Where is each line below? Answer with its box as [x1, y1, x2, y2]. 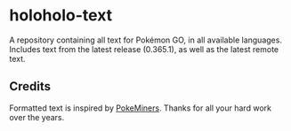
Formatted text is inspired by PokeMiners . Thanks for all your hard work [9, 103, 271, 113]
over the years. [9, 112, 65, 122]
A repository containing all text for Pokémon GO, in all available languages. [9, 35, 283, 45]
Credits [9, 79, 52, 94]
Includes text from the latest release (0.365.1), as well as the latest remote [9, 43, 279, 54]
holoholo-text [9, 5, 113, 26]
